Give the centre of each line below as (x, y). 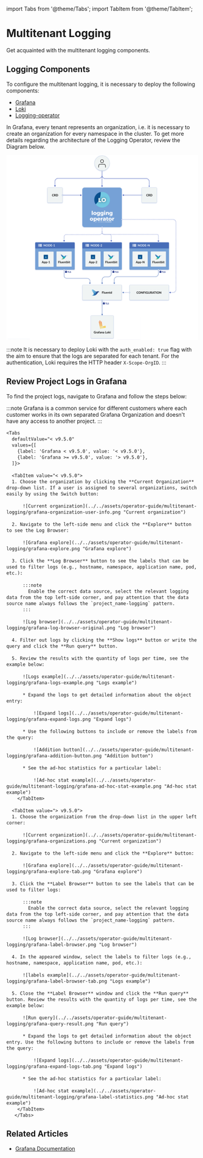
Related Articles (37, 1134)
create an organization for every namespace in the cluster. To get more (95, 133)
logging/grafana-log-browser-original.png (61, 628)
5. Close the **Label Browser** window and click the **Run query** (100, 993)
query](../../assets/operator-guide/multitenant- (103, 1018)
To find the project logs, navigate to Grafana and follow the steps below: (97, 396)
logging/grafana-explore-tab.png (49, 871)
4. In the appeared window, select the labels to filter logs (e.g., (101, 957)
